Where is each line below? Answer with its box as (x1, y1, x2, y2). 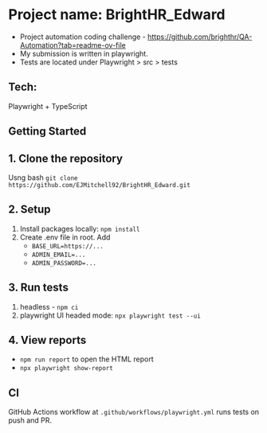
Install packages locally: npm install (19, 224, 140, 233)
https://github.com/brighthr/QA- (147, 32, 253, 41)
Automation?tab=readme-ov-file (19, 40, 126, 49)
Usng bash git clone (8, 173, 78, 182)
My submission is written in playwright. (19, 49, 149, 58)
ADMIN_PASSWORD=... (31, 259, 97, 267)
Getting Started (8, 125, 87, 138)
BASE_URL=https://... (31, 242, 104, 250)
